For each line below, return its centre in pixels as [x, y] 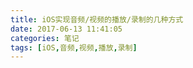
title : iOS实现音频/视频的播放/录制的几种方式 [97, 19]
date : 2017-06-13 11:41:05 [66, 29]
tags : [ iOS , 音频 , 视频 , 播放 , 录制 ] [74, 47]
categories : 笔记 [45, 38]
